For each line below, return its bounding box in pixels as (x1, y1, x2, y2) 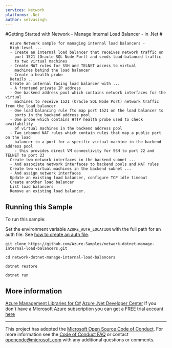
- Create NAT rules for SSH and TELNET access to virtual (10, 63, 137, 69)
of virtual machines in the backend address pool (14, 126, 123, 131)
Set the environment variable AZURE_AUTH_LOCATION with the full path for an (5, 226, 161, 232)
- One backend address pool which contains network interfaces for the (10, 90, 166, 95)
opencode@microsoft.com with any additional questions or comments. (5, 337, 155, 343)
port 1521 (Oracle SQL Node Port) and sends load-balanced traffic (14, 54, 161, 59)
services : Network (5, 7, 45, 13)
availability (5, 121, 33, 127)
